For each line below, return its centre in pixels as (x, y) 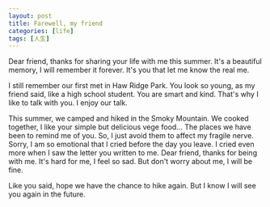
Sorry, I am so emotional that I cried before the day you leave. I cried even (131, 144)
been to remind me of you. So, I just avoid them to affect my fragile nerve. (131, 136)
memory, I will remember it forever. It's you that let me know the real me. (129, 70)
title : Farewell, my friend (56, 23)
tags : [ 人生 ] (29, 38)
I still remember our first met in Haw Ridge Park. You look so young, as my (132, 86)
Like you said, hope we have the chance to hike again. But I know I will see (132, 186)
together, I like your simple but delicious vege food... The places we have (130, 127)
